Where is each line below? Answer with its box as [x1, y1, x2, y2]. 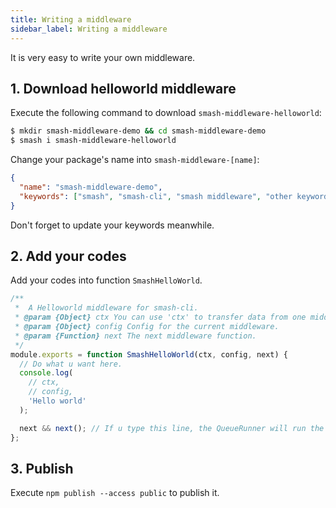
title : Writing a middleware [10, 14, 132, 25]
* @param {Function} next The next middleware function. [14, 331, 257, 341]
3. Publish [10, 460, 74, 477]
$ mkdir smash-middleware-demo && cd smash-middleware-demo [10, 126, 267, 136]
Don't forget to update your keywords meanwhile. [10, 219, 215, 231]
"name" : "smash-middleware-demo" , [19, 182, 163, 192]
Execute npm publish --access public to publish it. [10, 487, 220, 499]
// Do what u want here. [19, 359, 123, 369]
